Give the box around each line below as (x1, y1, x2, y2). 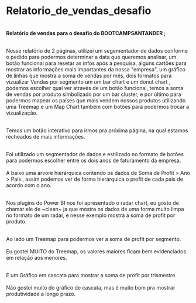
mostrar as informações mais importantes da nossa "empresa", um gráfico (6, 66, 186, 73)
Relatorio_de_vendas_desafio (6, 4, 152, 18)
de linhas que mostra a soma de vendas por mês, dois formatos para (6, 72, 172, 79)
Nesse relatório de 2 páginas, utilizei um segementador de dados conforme (6, 47, 188, 54)
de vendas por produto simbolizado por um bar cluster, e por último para (6, 91, 181, 98)
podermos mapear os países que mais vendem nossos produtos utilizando (6, 97, 186, 104)
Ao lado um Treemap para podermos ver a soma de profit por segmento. (6, 235, 181, 242)
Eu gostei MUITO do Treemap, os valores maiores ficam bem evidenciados (6, 247, 186, 255)
